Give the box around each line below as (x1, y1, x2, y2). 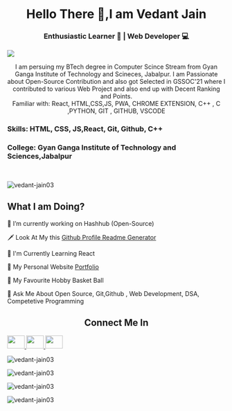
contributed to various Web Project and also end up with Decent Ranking (12, 85, 220, 93)
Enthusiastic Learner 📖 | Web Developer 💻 (44, 31, 189, 41)
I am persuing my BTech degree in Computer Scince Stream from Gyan (15, 62, 218, 71)
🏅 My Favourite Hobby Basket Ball (7, 276, 104, 284)
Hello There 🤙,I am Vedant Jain (26, 6, 206, 22)
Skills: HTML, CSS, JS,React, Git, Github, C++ (7, 124, 163, 134)
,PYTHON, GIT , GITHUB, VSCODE (67, 107, 166, 115)
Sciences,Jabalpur (7, 152, 73, 161)
